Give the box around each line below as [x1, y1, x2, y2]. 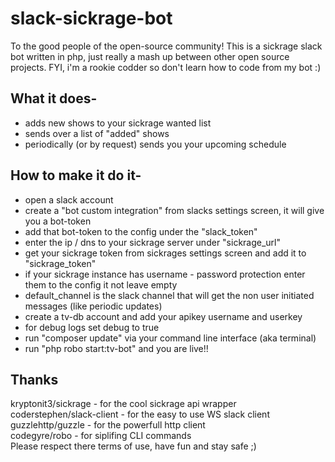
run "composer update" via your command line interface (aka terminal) [24, 332, 317, 344]
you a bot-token [24, 215, 92, 227]
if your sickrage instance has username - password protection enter [24, 268, 306, 280]
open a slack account [24, 193, 114, 206]
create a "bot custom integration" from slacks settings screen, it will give [24, 204, 325, 216]
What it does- [10, 90, 98, 107]
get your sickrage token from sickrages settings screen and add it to [24, 247, 307, 259]
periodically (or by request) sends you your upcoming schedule [24, 138, 287, 150]
